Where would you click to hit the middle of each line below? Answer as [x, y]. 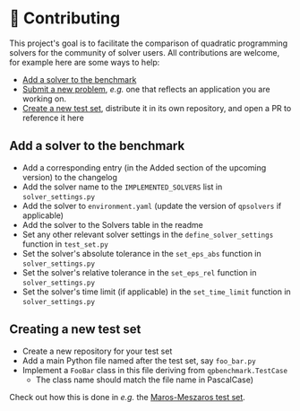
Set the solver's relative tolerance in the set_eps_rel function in [139, 272]
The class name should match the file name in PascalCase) [144, 380]
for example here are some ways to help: [85, 62]
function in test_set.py [65, 244]
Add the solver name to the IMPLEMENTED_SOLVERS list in [122, 187]
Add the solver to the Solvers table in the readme [112, 224]
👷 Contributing [65, 18]
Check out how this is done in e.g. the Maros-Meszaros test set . [128, 397]
